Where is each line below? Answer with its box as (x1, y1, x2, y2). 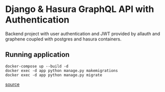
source (5, 81, 20, 87)
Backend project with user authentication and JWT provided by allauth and (5, 30, 160, 36)
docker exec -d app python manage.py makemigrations (5, 68, 118, 73)
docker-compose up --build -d (5, 63, 69, 68)
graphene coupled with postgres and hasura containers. (5, 36, 122, 42)
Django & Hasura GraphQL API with (5, 3, 154, 15)
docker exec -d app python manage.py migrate (5, 72, 102, 77)
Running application (5, 50, 70, 59)
